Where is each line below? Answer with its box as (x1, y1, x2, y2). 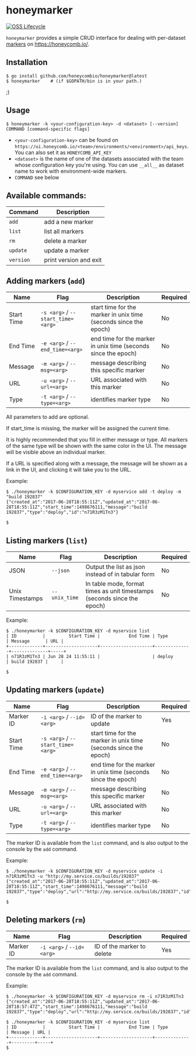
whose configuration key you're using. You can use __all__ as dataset (14, 161, 184, 168)
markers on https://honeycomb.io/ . (6, 40, 89, 47)
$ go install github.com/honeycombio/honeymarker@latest (6, 73, 148, 79)
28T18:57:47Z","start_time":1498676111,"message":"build (6, 1003, 148, 1010)
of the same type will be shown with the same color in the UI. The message (6, 442, 187, 449)
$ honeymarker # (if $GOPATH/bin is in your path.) (6, 78, 142, 84)
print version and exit (44, 256, 102, 264)
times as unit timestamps (85, 587, 154, 595)
